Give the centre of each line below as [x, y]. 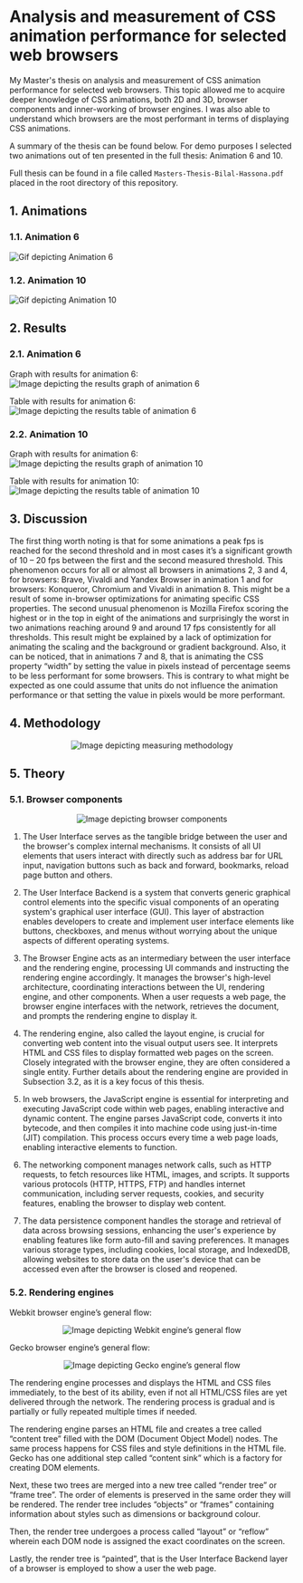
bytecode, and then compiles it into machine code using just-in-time [150, 1128]
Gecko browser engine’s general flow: [80, 1348]
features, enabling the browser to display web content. [124, 1204]
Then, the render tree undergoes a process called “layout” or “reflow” [139, 1531]
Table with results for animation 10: [74, 481]
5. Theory [37, 773]
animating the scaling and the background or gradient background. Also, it [148, 647]
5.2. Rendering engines [62, 1292]
